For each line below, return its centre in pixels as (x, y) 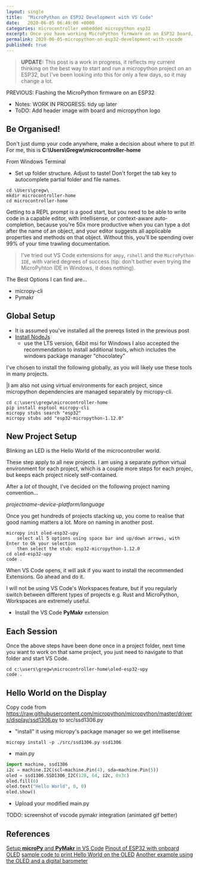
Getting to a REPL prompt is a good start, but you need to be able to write (96, 212)
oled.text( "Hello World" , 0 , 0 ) (46, 786)
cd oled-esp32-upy (29, 554)
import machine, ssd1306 (37, 764)
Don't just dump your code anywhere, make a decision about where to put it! (100, 143)
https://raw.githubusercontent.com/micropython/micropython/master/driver (99, 713)
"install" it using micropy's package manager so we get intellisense (97, 731)
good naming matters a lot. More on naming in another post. (80, 522)
